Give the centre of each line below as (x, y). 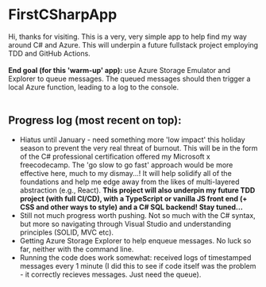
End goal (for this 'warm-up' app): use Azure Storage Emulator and (119, 70)
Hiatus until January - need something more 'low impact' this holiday (132, 140)
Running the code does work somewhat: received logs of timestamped (135, 257)
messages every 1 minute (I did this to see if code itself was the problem (138, 266)
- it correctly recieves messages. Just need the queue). (110, 274)
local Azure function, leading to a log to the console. (94, 87)
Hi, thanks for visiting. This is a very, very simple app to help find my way (128, 36)
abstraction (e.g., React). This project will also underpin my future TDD (137, 190)
